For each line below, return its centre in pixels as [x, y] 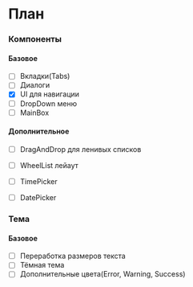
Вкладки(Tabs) [45, 76]
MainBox [34, 113]
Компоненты [35, 39]
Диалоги [35, 85]
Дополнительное [39, 131]
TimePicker [38, 181]
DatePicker [38, 198]
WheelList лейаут [49, 165]
